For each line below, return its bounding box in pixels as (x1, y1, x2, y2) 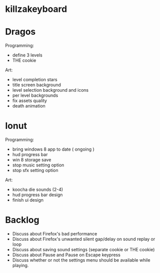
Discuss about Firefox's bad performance (12, 231, 98, 236)
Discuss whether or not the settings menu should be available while (12, 257, 151, 263)
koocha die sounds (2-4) (12, 187, 63, 193)
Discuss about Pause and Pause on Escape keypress (12, 252, 120, 258)
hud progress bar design (12, 192, 63, 198)
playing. (12, 263, 29, 268)
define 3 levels (12, 52, 43, 58)
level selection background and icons (12, 87, 89, 93)
